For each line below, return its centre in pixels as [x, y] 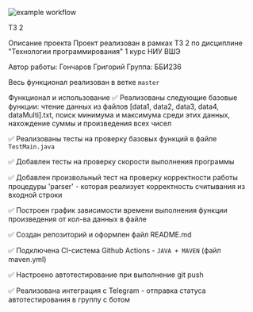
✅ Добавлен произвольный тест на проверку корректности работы [123, 177]
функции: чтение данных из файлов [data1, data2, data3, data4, [114, 106]
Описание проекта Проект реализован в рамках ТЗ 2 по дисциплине [126, 43]
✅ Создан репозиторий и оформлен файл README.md [100, 235]
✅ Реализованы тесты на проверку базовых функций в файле [113, 139]
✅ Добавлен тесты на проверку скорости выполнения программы [121, 162]
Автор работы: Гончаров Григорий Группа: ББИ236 [95, 67]
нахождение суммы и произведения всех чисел [90, 123]
